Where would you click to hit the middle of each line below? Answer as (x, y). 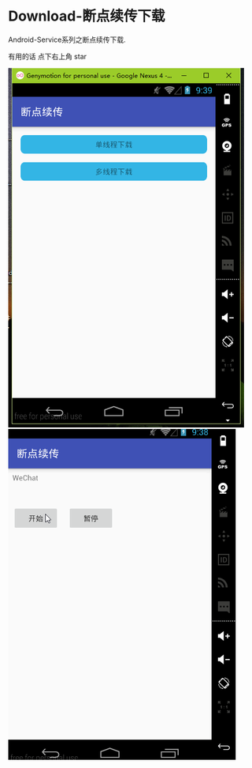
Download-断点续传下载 (87, 16)
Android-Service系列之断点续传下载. (67, 40)
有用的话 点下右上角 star (48, 56)
